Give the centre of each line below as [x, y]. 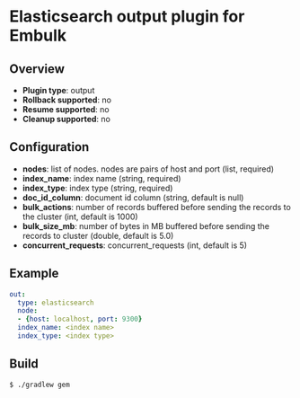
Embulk [38, 35]
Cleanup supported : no [66, 119]
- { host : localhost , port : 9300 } [80, 319]
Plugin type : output [58, 90]
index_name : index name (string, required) [101, 178]
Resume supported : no [66, 109]
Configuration [49, 147]
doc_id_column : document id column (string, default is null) [133, 197]
